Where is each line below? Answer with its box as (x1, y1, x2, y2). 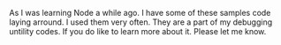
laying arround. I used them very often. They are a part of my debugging (9, 17, 272, 27)
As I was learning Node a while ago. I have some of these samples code (9, 8, 271, 18)
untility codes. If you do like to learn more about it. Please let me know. (9, 26, 267, 36)
